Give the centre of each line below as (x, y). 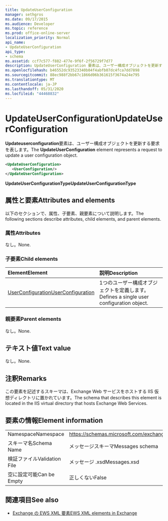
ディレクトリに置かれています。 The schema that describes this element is (85, 398)
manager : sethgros (24, 15)
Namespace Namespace (36, 434)
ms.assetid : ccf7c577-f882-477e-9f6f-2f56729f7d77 (59, 61)
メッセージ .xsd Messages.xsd (104, 462)
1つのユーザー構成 (121, 283)
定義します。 (134, 290)
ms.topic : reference (27, 29)
